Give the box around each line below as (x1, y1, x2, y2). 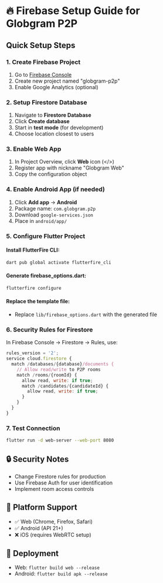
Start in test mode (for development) (14, 124, 104, 131)
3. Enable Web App (6, 145, 62, 153)
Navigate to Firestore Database (14, 111, 92, 118)
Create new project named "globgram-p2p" (14, 77, 120, 84)
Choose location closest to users (14, 130, 94, 137)
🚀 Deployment (6, 548, 59, 558)
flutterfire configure (6, 285, 62, 291)
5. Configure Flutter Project (6, 232, 86, 240)
